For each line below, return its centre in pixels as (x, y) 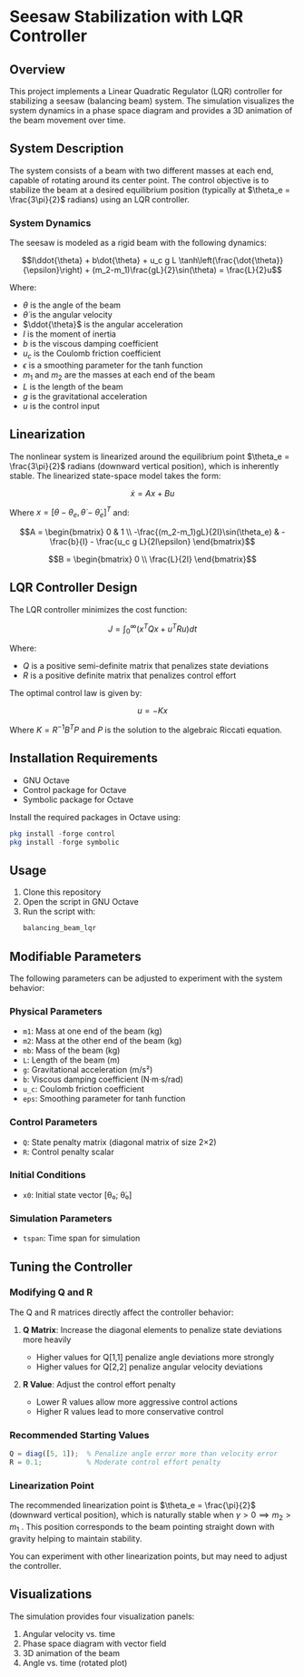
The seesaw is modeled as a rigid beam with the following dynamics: (138, 243)
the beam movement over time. (68, 120)
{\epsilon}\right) (53, 270)
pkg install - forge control (63, 834)
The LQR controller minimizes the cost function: (98, 609)
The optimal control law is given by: (76, 693)
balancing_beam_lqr (59, 928)
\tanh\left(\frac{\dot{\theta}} (231, 260)
